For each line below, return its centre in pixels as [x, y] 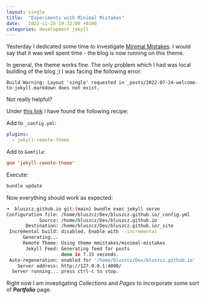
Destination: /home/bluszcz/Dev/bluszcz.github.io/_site [99, 226]
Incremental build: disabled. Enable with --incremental [83, 232]
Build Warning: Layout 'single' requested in [65, 83]
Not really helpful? [29, 99]
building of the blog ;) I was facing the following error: [74, 72]
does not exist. [79, 88]
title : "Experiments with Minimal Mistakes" [65, 18]
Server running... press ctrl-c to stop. [65, 271]
